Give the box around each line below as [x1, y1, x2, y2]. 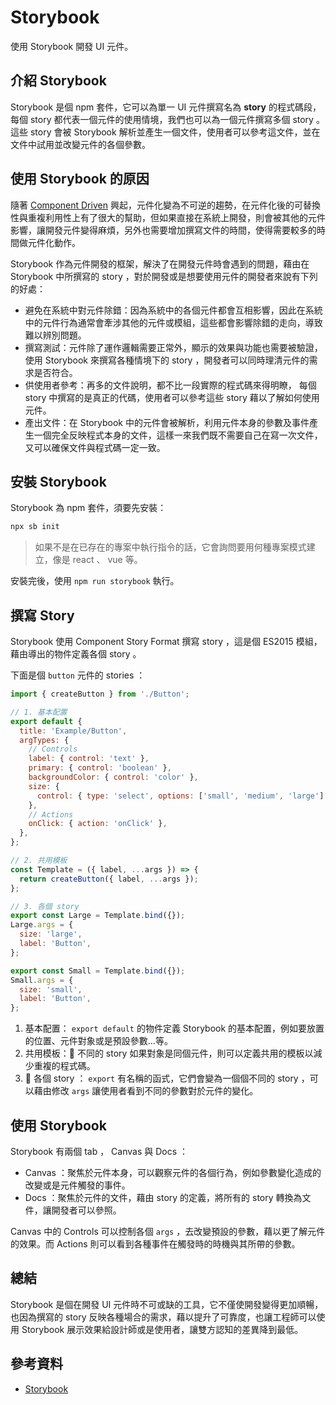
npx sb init [10, 522, 60, 532]
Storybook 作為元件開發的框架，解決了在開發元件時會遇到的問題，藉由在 [10, 257, 310, 270]
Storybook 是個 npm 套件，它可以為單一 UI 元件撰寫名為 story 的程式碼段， [10, 101, 322, 113]
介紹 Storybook [10, 72, 107, 90]
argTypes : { [19, 735, 70, 745]
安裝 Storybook [10, 473, 107, 490]
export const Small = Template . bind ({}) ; [10, 966, 186, 976]
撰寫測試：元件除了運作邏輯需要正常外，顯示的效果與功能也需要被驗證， [24, 341, 323, 353]
